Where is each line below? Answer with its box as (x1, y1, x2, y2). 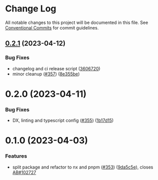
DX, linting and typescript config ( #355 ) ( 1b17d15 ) (12, 118, 114, 124)
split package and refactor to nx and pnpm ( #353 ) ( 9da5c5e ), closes (12, 164, 154, 170)
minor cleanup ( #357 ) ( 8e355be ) (12, 71, 80, 77)
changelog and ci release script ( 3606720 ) (12, 65, 101, 71)
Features (5, 153, 27, 160)
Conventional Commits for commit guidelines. (5, 24, 99, 30)
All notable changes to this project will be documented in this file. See (5, 19, 149, 25)
